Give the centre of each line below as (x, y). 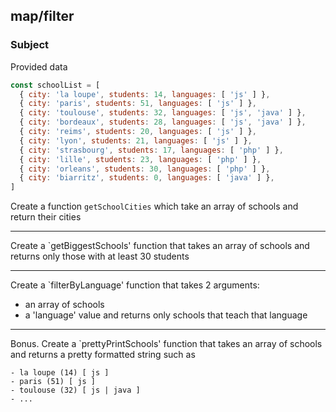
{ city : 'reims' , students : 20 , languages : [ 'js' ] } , (138, 132)
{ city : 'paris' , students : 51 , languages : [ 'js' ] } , (138, 104)
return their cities (46, 217)
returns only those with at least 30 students (100, 256)
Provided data (39, 66)
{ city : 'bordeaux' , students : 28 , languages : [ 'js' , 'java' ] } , (163, 122)
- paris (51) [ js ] (53, 382)
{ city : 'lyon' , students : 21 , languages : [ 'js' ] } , (136, 140)
